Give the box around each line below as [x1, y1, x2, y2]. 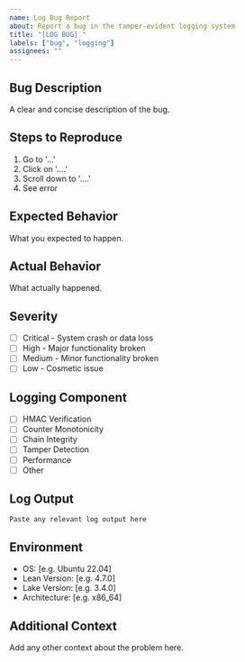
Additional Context [9, 618, 117, 633]
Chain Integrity [22, 434, 78, 445]
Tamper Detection [22, 444, 90, 455]
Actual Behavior [9, 258, 102, 274]
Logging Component [9, 389, 128, 405]
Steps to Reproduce [9, 130, 123, 145]
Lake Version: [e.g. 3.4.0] [22, 583, 117, 594]
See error [22, 182, 59, 194]
